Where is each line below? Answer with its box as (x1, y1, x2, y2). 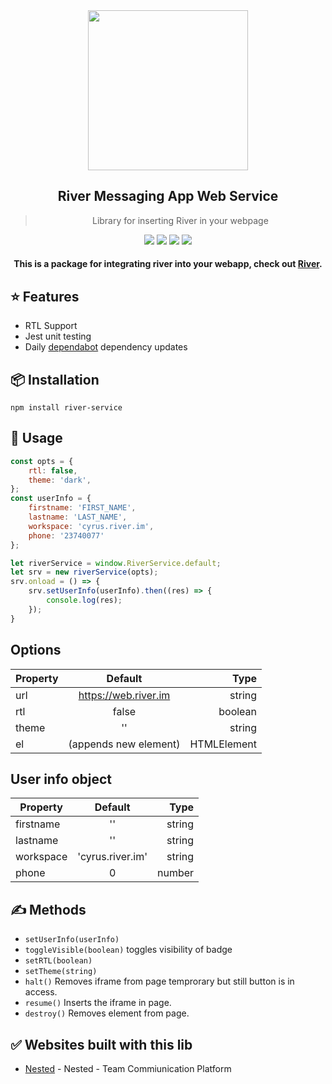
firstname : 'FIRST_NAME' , (28, 503, 137, 513)
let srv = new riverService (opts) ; (10, 567, 159, 578)
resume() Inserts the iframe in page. (24, 997, 172, 1009)
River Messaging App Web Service (57, 188, 279, 205)
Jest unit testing (24, 330, 92, 343)
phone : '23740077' (28, 530, 105, 541)
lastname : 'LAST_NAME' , (28, 512, 128, 523)
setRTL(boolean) (24, 956, 93, 966)
